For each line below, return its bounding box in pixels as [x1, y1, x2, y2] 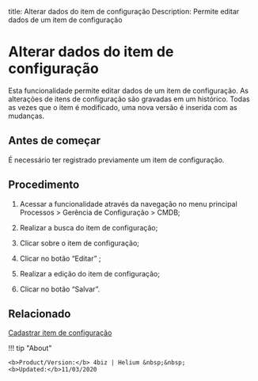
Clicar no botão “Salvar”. [19, 284, 101, 294]
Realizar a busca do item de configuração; [19, 223, 158, 232]
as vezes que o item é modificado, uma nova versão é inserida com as [8, 102, 237, 112]
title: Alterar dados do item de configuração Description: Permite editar [8, 7, 240, 16]
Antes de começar [8, 134, 101, 147]
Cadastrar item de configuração [8, 328, 112, 337]
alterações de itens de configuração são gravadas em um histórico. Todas [8, 94, 251, 104]
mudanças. [8, 111, 45, 120]
